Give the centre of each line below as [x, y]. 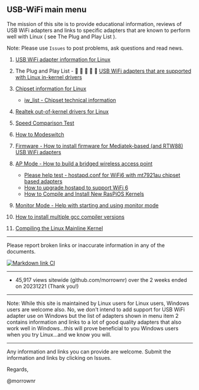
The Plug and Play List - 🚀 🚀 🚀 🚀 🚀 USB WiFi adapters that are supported [103, 71]
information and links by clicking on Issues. [59, 357]
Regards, [18, 369]
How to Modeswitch [40, 134]
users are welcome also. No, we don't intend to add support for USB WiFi [96, 309]
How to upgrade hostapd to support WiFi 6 [76, 187]
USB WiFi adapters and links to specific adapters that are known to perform [99, 30]
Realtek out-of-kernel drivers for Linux [62, 111]
